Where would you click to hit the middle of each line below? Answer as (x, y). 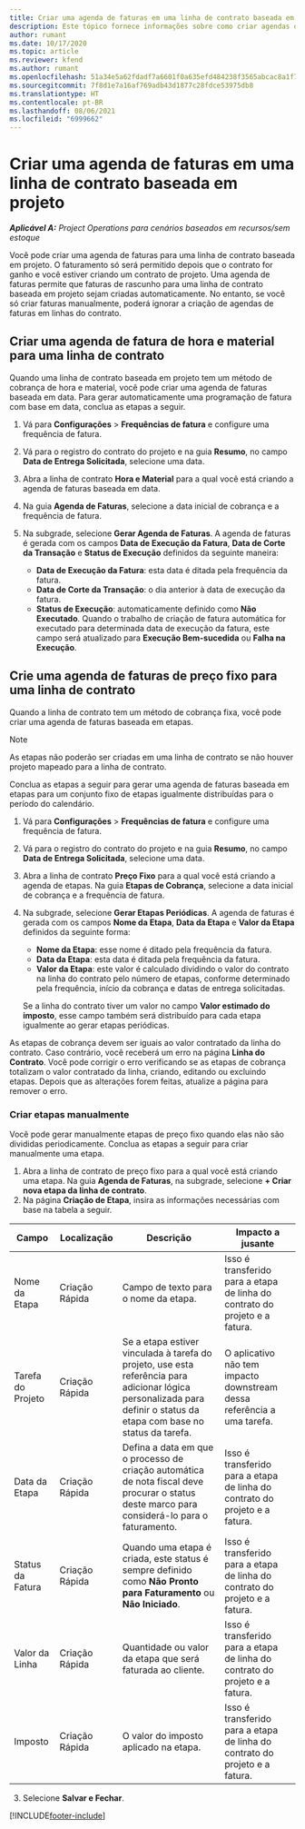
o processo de (153, 1458)
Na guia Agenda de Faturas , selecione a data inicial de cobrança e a (151, 506)
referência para (155, 1376)
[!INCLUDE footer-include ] (58, 1815)
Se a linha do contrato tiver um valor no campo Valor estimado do (146, 1006)
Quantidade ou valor (166, 1647)
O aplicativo (249, 1353)
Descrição (169, 1238)
